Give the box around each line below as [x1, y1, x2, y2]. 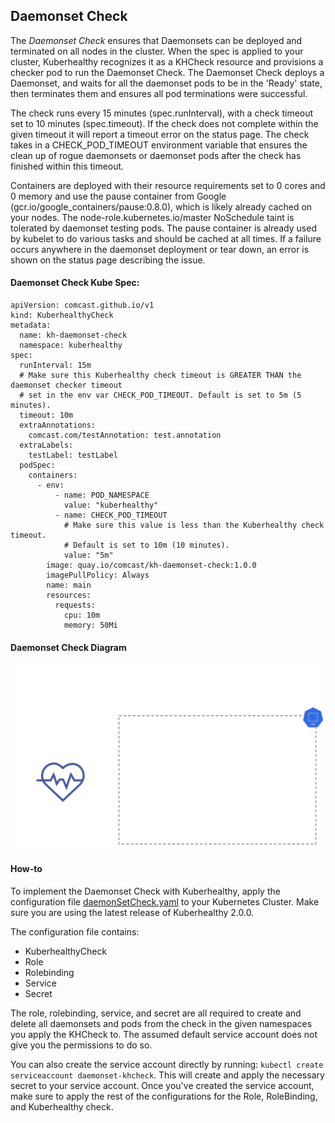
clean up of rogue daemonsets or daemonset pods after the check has [10, 149, 302, 161]
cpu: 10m [63, 610, 101, 621]
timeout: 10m [19, 410, 74, 421]
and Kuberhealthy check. [10, 1101, 114, 1113]
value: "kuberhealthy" [63, 500, 159, 511]
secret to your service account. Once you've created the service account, [10, 1080, 315, 1092]
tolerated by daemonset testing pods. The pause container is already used [10, 222, 317, 234]
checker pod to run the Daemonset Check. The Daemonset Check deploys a [10, 66, 325, 78]
